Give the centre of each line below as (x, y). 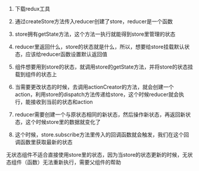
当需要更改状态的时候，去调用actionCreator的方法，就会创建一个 (94, 87)
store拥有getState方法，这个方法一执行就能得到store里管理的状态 (95, 34)
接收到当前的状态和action (62, 102)
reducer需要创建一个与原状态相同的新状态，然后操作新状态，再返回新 (100, 114)
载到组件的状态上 (36, 74)
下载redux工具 (32, 9)
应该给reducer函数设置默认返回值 (66, 54)
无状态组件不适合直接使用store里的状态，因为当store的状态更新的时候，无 (97, 155)
